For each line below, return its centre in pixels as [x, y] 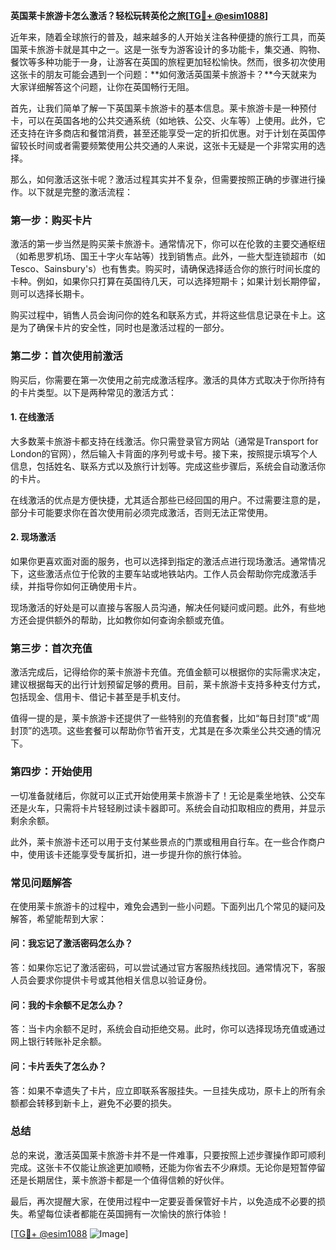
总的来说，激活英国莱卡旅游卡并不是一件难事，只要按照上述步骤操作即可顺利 [168, 1155]
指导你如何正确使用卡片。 [89, 586]
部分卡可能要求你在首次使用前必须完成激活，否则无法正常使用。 [141, 512]
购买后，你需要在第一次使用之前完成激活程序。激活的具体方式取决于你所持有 [168, 380]
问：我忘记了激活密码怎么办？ [71, 943]
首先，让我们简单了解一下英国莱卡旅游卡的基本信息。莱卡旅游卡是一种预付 [163, 108]
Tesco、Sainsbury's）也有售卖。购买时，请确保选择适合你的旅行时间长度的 [165, 269]
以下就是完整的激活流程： [80, 192]
